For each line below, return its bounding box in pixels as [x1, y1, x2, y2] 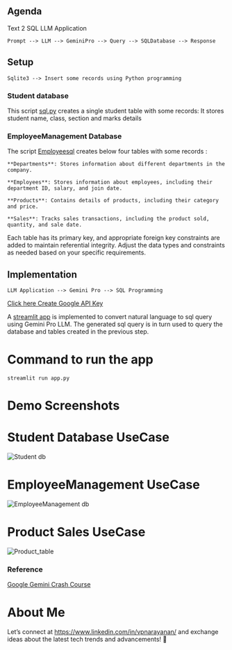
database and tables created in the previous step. [7, 327, 149, 336]
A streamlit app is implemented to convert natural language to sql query [7, 313, 213, 321]
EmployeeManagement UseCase [7, 477, 200, 493]
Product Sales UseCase [7, 524, 146, 540]
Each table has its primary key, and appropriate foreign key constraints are [7, 234, 220, 242]
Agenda [7, 6, 42, 17]
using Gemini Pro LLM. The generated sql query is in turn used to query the [7, 320, 224, 329]
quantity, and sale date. [7, 222, 82, 229]
